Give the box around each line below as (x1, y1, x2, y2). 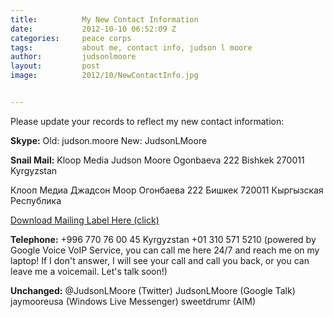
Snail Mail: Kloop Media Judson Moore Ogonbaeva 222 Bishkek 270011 (10, 154, 305, 166)
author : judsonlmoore (10, 52, 137, 62)
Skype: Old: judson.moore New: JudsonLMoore (10, 134, 208, 146)
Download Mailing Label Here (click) (10, 214, 160, 226)
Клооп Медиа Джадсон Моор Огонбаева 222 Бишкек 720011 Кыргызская (10, 184, 324, 196)
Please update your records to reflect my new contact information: (10, 115, 285, 127)
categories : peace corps (10, 33, 132, 43)
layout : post (10, 61, 101, 71)
